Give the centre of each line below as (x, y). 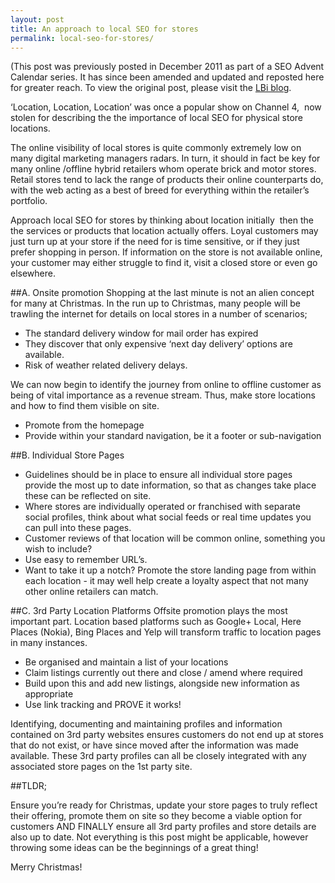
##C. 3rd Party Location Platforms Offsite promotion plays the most (149, 611)
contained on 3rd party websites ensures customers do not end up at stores (167, 735)
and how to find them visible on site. (85, 406)
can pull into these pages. (78, 528)
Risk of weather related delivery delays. (106, 365)
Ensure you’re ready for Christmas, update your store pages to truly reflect (164, 805)
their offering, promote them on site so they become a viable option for (156, 816)
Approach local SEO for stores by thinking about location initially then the (162, 220)
